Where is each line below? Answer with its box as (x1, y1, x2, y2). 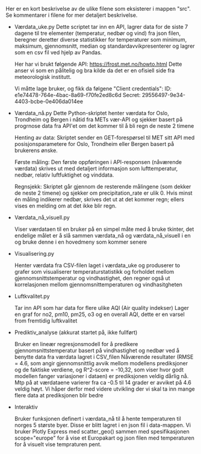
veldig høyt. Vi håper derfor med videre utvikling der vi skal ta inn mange (14, 385, 195, 393)
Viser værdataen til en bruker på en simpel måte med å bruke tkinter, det (14, 225, 194, 233)
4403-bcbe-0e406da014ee (14, 98, 84, 105)
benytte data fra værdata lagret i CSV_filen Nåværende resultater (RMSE (14, 353, 194, 361)
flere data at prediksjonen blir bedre (14, 392, 104, 399)
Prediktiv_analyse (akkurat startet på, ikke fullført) (14, 329, 138, 336)
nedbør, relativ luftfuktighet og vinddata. (14, 171, 114, 178)
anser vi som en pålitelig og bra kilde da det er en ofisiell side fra (14, 67, 175, 74)
